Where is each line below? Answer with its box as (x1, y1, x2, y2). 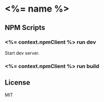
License (5, 78, 30, 87)
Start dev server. (5, 50, 40, 56)
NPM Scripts (5, 23, 46, 32)
